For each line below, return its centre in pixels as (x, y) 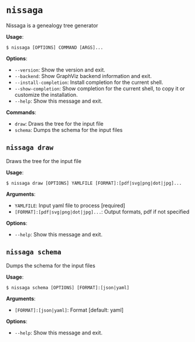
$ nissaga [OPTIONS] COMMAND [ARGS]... (55, 48)
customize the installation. (46, 94)
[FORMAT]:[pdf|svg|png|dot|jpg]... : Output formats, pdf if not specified (102, 211)
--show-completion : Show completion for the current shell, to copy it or (100, 88)
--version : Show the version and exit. (60, 70)
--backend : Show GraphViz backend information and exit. (83, 76)
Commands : (21, 112)
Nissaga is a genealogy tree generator (52, 25)
